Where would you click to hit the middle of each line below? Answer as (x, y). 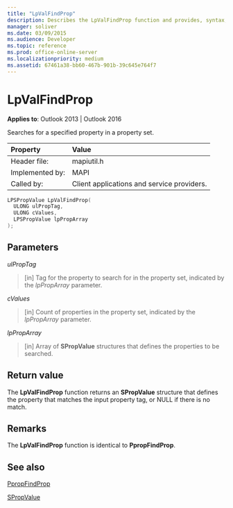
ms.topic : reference (37, 46)
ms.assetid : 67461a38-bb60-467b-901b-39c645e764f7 (82, 65)
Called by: (27, 183)
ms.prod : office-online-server (52, 53)
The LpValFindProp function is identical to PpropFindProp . (91, 446)
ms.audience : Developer (42, 40)
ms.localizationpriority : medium (55, 59)
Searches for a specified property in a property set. (81, 132)
